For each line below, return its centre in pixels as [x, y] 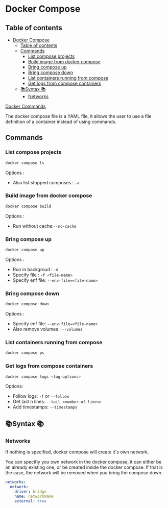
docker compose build [28, 206]
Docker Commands [26, 106]
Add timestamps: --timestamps [45, 407]
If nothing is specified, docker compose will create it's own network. [77, 452]
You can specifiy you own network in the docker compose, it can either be [83, 462]
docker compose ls [25, 163]
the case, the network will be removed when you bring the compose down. [84, 473]
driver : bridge [31, 491]
